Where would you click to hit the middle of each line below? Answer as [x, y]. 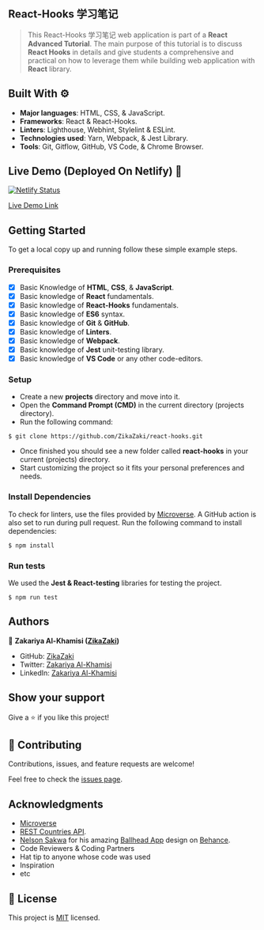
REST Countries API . [53, 832]
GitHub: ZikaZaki [47, 656]
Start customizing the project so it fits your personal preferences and [132, 468]
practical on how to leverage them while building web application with [141, 60]
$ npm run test [33, 597]
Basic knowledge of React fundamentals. [87, 296]
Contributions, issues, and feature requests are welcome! [102, 764]
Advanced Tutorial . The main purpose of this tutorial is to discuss [135, 43]
